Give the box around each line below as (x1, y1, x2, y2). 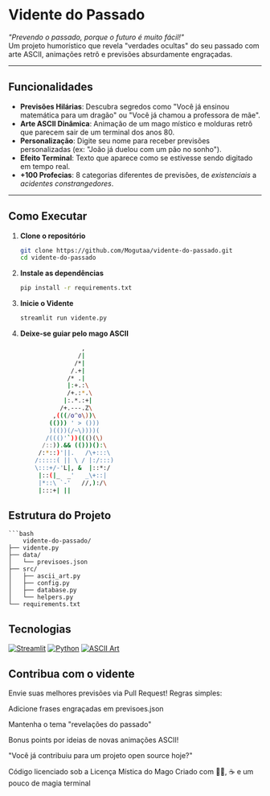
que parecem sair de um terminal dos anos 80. (19, 127, 175, 137)
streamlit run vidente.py (19, 314, 107, 323)
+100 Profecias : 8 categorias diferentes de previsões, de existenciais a (19, 170, 257, 179)
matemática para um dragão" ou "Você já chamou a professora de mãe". (19, 110, 261, 120)
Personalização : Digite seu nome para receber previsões (19, 135, 211, 146)
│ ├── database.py (8, 586, 78, 595)
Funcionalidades (8, 80, 94, 94)
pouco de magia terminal (8, 778, 91, 788)
